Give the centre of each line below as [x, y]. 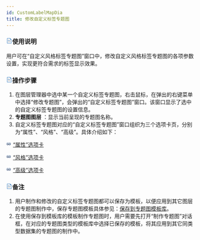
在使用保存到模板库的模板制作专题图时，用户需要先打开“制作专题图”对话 [104, 216]
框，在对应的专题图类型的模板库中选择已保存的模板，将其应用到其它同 [101, 224]
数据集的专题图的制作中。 [52, 231]
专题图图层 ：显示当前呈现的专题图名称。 [65, 117]
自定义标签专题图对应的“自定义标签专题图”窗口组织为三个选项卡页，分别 [104, 124]
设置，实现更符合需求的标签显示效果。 [53, 63]
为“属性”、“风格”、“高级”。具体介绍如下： [66, 132]
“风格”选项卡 [28, 157]
